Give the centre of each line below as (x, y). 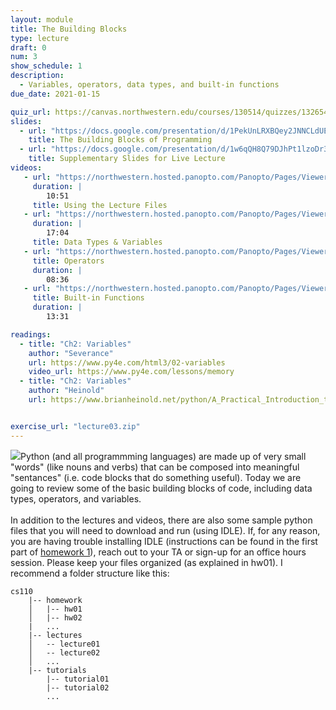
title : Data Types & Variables (97, 242)
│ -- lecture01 (64, 644)
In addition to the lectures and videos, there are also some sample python (161, 520)
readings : (31, 334)
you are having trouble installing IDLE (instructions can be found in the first (164, 541)
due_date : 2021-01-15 (55, 94)
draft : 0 (28, 47)
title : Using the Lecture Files (100, 205)
